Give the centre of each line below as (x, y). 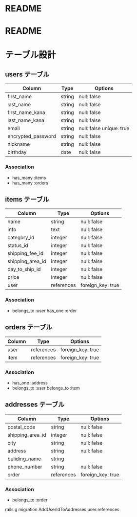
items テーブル (27, 199)
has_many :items (29, 178)
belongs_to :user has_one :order (44, 311)
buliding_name (24, 459)
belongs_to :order (30, 500)
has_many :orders (30, 183)
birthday (17, 152)
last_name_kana (26, 120)
